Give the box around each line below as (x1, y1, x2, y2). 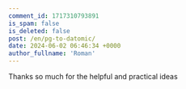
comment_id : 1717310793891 (8, 11, 99, 20)
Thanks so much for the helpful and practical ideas (8, 72, 178, 81)
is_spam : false (8, 19, 60, 28)
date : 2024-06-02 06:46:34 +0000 (8, 42, 121, 50)
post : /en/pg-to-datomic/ (8, 34, 95, 43)
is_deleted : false (8, 27, 70, 35)
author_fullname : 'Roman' (8, 49, 95, 57)
